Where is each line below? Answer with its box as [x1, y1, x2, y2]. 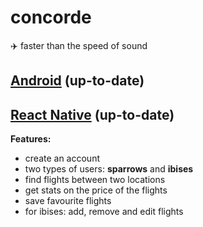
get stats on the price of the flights [24, 184, 168, 196]
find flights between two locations [24, 174, 166, 186]
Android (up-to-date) [10, 72, 145, 90]
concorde [10, 6, 92, 29]
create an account [24, 152, 100, 165]
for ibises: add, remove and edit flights [24, 206, 184, 218]
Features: [10, 133, 52, 145]
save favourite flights [24, 195, 112, 207]
